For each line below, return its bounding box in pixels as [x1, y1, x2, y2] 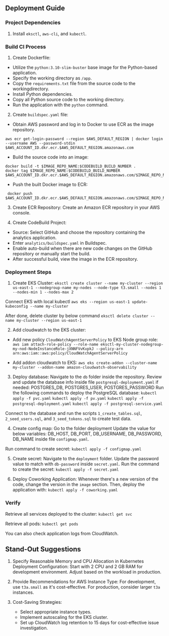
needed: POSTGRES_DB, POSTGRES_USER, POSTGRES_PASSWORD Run [12, 385, 164, 391]
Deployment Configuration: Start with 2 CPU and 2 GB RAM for [12, 563, 143, 570]
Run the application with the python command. [12, 102, 109, 108]
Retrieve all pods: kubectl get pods [5, 521, 78, 527]
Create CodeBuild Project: [12, 219, 67, 226]
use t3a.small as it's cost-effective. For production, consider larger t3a [12, 584, 160, 590]
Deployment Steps [5, 268, 52, 275]
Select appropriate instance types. [20, 609, 92, 615]
